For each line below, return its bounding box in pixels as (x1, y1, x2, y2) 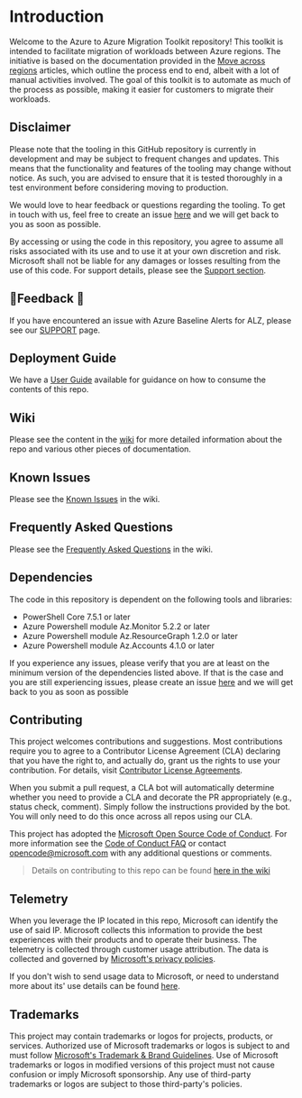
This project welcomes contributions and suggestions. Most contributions (9, 737, 283, 747)
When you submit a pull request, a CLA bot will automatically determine (9, 782, 275, 793)
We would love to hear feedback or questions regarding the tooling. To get (9, 199, 286, 210)
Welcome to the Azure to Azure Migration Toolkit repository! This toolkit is (9, 36, 284, 47)
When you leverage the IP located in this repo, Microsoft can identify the (9, 915, 279, 926)
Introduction (9, 6, 105, 27)
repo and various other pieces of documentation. (9, 444, 192, 454)
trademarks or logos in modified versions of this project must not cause (9, 1059, 275, 1070)
